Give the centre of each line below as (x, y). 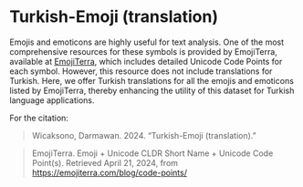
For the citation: (39, 118)
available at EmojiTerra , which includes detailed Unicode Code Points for (146, 61)
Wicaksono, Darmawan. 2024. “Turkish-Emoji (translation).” (144, 135)
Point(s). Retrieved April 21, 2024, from (105, 162)
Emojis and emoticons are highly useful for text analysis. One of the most (147, 42)
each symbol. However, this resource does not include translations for (141, 71)
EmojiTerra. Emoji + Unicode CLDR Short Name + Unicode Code (152, 153)
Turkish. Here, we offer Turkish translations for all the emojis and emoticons (152, 80)
